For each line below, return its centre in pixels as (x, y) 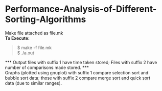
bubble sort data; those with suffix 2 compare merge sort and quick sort (78, 78)
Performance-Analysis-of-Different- (81, 9)
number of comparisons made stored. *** (47, 68)
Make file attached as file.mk (34, 33)
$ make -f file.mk (34, 47)
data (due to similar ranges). (34, 83)
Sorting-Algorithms (46, 19)
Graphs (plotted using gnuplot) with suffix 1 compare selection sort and (77, 72)
